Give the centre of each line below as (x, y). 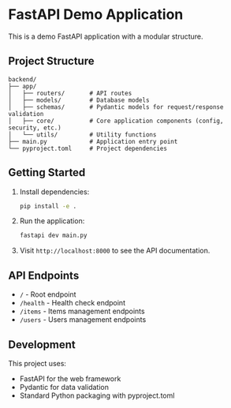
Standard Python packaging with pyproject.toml (97, 395)
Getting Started (47, 172)
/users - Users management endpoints (83, 320)
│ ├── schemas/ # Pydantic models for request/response (116, 107)
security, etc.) (35, 128)
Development (42, 344)
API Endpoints (44, 275)
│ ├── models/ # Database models (79, 100)
